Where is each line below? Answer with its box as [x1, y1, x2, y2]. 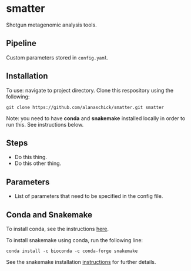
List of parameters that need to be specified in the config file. [14, 193, 163, 200]
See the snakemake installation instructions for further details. [6, 259, 156, 265]
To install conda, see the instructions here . [6, 226, 109, 232]
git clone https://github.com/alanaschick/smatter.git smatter [6, 104, 165, 110]
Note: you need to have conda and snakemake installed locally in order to [6, 114, 186, 122]
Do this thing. [14, 154, 47, 161]
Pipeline [6, 38, 37, 48]
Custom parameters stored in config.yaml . [6, 54, 109, 61]
